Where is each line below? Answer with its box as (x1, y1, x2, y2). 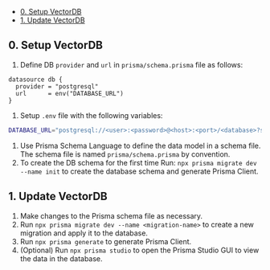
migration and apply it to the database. (19, 228, 149, 238)
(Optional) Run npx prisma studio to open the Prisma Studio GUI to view (19, 245, 260, 255)
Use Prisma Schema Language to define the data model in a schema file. (19, 141, 261, 150)
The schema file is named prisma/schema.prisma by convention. (19, 149, 231, 159)
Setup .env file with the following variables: (19, 110, 163, 120)
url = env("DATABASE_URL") (15, 89, 125, 97)
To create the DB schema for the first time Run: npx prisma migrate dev (19, 157, 257, 167)
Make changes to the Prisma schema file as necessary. (19, 211, 203, 220)
